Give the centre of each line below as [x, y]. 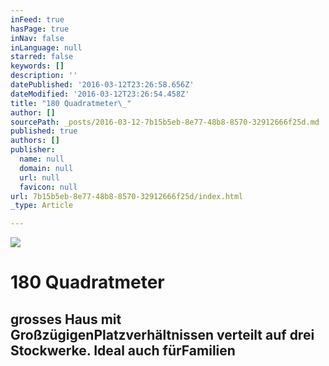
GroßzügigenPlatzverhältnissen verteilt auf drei [162, 334]
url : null [39, 177]
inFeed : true [37, 19]
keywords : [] [37, 66]
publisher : [33, 150]
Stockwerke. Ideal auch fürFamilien [123, 350]
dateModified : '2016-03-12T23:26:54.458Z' [100, 94]
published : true [44, 131]
